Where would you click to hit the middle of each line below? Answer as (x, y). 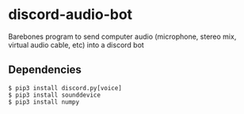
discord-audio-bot (71, 15)
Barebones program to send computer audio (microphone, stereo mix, (122, 36)
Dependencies (45, 70)
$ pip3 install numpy (44, 102)
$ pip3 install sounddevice (55, 95)
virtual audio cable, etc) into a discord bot (76, 44)
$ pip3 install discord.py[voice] (65, 88)
